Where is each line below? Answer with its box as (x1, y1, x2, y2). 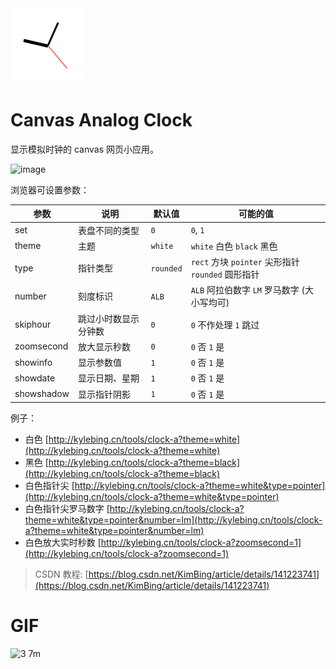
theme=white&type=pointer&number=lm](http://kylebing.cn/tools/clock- (24, 514, 323, 526)
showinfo (14, 356, 53, 368)
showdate (14, 372, 56, 384)
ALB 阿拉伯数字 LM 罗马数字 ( (190, 284, 305, 296)
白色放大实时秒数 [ (24, 537, 102, 549)
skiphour (14, 318, 52, 331)
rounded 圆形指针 (190, 268, 260, 281)
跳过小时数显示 (77, 312, 140, 324)
